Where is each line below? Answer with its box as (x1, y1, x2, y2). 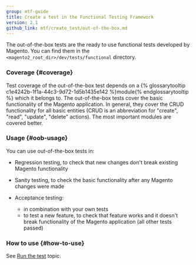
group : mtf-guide (6, 8, 49, 15)
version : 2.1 (6, 19, 38, 25)
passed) (23, 224, 44, 231)
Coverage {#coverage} (6, 68, 74, 77)
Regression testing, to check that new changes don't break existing (14, 158, 178, 165)
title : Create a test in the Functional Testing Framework (6, 14, 154, 20)
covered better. (6, 119, 43, 127)
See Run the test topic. (6, 253, 62, 260)
